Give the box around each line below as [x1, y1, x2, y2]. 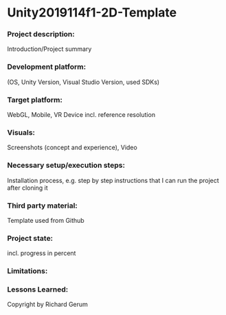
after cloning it [7, 184, 48, 192]
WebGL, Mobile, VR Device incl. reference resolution [7, 111, 156, 119]
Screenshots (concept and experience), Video [7, 143, 137, 152]
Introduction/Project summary [7, 45, 92, 53]
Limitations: [7, 266, 48, 276]
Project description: [7, 30, 75, 39]
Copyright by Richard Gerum [7, 301, 88, 309]
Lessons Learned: [7, 285, 69, 294]
